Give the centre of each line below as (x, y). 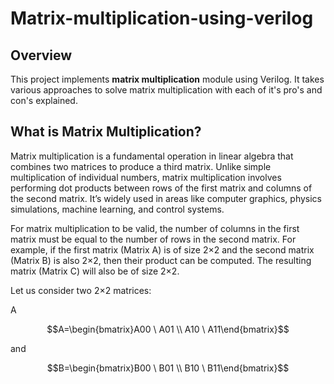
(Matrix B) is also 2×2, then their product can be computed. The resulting (161, 260)
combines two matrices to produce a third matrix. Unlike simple (141, 166)
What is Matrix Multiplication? (106, 132)
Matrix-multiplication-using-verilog (162, 18)
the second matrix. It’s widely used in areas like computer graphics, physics (166, 198)
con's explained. (44, 100)
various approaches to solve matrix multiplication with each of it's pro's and (166, 90)
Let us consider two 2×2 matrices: (81, 290)
